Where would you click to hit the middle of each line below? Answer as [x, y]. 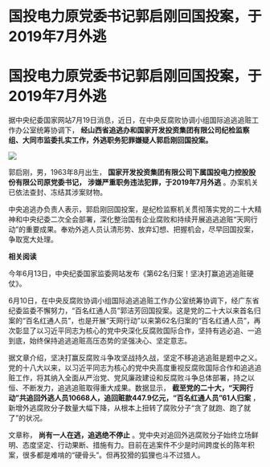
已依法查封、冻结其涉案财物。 [57, 193]
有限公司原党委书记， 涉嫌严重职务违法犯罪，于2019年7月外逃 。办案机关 [137, 182]
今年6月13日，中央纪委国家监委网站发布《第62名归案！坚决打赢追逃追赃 [128, 274]
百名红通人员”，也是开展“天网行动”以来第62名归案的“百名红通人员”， [140, 321]
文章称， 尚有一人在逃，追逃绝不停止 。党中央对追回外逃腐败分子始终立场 [130, 435]
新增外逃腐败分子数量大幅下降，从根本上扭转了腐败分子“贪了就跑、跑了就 [130, 408]
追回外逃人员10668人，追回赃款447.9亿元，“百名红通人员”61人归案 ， [143, 398]
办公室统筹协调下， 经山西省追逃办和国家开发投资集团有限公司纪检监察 [132, 130]
